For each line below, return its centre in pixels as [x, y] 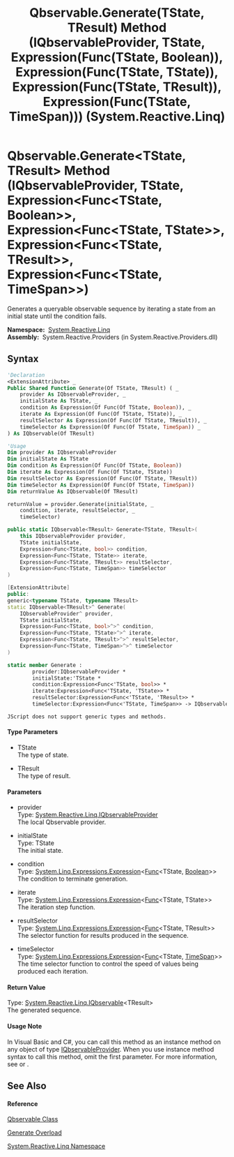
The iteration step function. [56, 907]
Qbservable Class [33, 1119]
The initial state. [40, 851]
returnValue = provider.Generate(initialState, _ [81, 504]
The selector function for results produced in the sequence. [103, 936]
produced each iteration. [53, 971]
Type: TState [36, 843]
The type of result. [44, 776]
